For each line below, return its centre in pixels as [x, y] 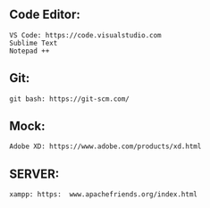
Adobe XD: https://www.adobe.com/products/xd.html [105, 146]
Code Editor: [45, 15]
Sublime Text [34, 43]
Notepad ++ [29, 51]
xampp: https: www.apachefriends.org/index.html [104, 195]
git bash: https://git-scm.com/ [69, 99]
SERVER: [34, 174]
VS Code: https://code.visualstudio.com [86, 35]
